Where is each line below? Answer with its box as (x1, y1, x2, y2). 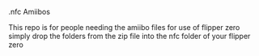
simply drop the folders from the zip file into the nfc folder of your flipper (8, 32, 251, 41)
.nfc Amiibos (8, 7, 51, 16)
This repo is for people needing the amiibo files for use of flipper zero (8, 23, 240, 32)
